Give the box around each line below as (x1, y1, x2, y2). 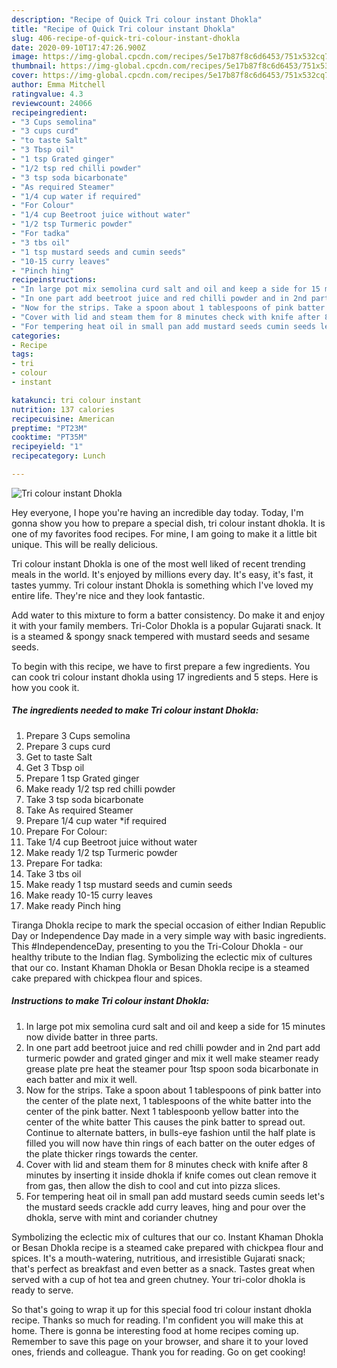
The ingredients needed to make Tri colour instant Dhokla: (11, 704, 259, 716)
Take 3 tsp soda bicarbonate (25, 793, 144, 805)
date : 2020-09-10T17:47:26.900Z (11, 42, 146, 53)
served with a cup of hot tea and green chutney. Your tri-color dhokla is (11, 1273, 306, 1285)
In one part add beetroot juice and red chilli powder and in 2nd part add (25, 1041, 321, 1053)
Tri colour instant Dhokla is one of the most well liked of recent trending (11, 557, 306, 570)
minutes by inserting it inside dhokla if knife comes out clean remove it (25, 1169, 317, 1181)
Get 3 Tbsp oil (25, 761, 85, 773)
